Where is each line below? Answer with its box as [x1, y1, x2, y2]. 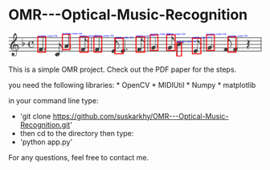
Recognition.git [19, 119, 71, 130]
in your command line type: [8, 95, 99, 106]
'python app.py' [19, 137, 73, 147]
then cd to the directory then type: [19, 128, 134, 138]
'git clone [19, 111, 51, 121]
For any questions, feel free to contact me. [8, 152, 149, 162]
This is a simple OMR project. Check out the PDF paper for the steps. [8, 64, 237, 74]
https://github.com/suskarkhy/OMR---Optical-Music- [52, 111, 229, 121]
